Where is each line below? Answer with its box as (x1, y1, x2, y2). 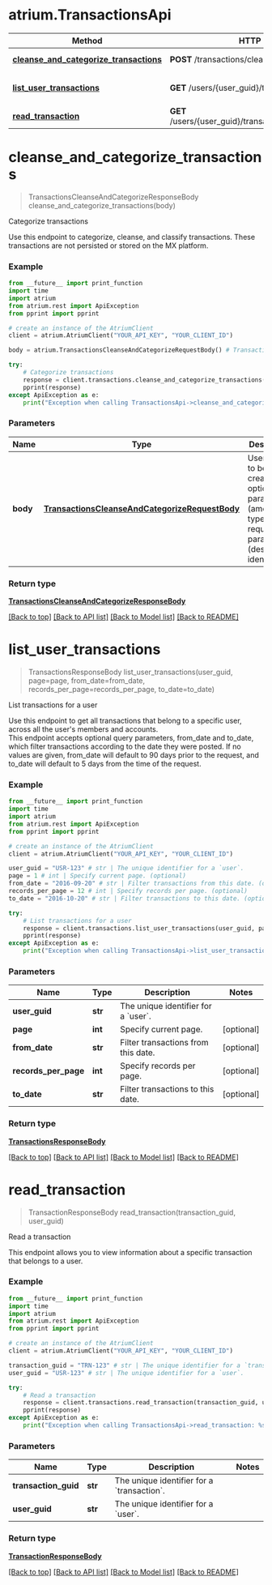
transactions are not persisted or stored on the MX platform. (8, 241, 209, 250)
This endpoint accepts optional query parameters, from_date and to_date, (8, 733, 254, 742)
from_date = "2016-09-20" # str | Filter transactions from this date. (8, 879, 255, 888)
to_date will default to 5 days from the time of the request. (8, 758, 202, 768)
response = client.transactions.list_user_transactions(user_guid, (23, 924, 255, 933)
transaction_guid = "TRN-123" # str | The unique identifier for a (8, 1361, 241, 1369)
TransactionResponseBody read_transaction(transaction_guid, (28, 1207, 236, 1217)
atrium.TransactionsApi (8, 6, 172, 24)
